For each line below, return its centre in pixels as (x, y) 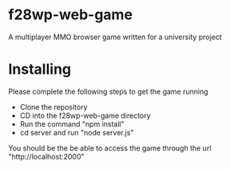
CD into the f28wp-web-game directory (85, 115)
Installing (40, 69)
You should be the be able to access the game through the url (110, 148)
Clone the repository (54, 107)
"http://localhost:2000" (47, 156)
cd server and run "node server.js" (77, 132)
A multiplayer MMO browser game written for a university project (115, 37)
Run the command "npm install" (72, 124)
